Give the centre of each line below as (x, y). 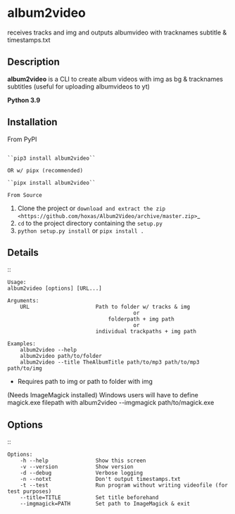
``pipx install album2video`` (52, 183)
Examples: (22, 344)
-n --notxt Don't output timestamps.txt (100, 480)
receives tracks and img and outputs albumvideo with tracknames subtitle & (117, 32)
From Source (25, 195)
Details (23, 252)
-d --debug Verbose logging (81, 473)
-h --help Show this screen (83, 461)
